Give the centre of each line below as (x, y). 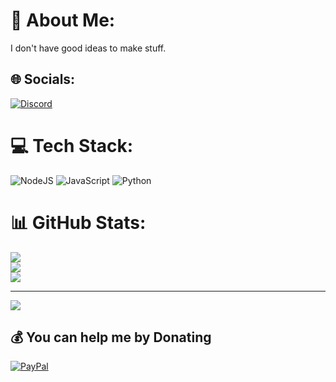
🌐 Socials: (43, 79)
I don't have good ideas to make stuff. (88, 48)
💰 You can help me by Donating (111, 337)
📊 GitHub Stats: (78, 222)
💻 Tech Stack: (72, 145)
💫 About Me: (63, 20)
